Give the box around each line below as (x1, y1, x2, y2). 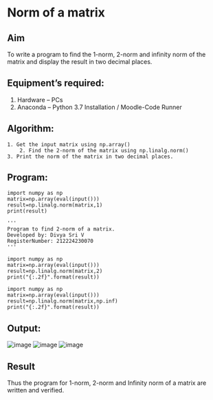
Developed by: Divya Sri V (7, 232, 85, 239)
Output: (7, 322, 41, 334)
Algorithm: (7, 123, 54, 134)
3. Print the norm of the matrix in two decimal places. (7, 153, 174, 160)
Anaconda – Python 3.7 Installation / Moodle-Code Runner (16, 103, 182, 111)
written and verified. (7, 386, 65, 395)
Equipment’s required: (7, 78, 104, 89)
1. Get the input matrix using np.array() (7, 141, 131, 148)
